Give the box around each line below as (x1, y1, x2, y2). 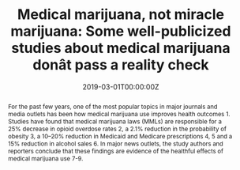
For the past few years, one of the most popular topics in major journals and (7, 102, 218, 111)
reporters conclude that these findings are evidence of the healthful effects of (7, 146, 223, 155)
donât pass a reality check (32, 56, 209, 74)
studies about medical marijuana (11, 40, 231, 57)
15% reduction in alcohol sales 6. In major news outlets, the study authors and (7, 139, 223, 148)
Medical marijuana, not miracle (17, 6, 225, 24)
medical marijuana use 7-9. (7, 154, 84, 163)
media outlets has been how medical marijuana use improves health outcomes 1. (7, 109, 231, 118)
